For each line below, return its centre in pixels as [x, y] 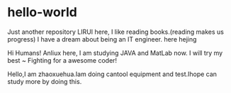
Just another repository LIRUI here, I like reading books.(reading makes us [116, 32]
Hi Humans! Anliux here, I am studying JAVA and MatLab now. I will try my [115, 53]
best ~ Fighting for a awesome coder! [62, 60]
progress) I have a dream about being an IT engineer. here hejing [102, 39]
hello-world [43, 12]
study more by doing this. [45, 81]
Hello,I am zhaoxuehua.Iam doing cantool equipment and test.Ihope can [112, 74]
